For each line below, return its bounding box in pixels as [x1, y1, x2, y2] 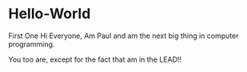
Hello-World [8, 5, 91, 23]
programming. [8, 39, 55, 48]
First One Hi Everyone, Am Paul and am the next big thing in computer [8, 31, 239, 40]
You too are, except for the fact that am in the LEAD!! [8, 55, 182, 64]
